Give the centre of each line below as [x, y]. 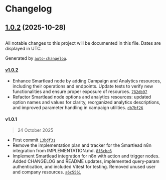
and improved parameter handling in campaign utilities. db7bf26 [78, 108]
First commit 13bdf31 [34, 140]
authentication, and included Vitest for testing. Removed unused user [84, 167]
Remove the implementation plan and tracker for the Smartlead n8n [82, 145]
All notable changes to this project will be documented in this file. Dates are [83, 43]
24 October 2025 [35, 130]
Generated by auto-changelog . [36, 58]
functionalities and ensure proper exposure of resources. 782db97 [80, 92]
